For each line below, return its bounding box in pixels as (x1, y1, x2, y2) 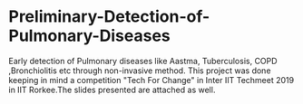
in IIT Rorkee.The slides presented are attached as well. (8, 84, 216, 95)
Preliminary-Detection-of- (8, 6, 210, 27)
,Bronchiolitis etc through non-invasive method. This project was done (8, 65, 271, 76)
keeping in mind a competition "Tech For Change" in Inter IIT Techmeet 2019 (8, 74, 295, 85)
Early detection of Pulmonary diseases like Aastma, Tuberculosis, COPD (8, 55, 278, 66)
